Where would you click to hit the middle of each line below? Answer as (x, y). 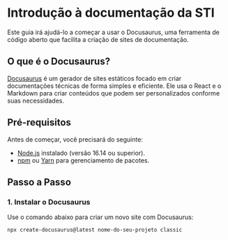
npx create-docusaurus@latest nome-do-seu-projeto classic (95, 230)
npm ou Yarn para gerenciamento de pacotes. (83, 160)
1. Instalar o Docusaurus (49, 202)
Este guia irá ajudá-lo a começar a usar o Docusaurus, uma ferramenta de (113, 32)
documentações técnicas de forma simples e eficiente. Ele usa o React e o (114, 86)
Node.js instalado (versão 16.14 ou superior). (81, 153)
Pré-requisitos (39, 122)
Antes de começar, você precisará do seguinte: (75, 139)
